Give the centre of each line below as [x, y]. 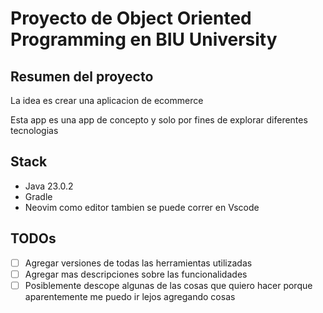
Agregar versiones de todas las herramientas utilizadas [138, 263]
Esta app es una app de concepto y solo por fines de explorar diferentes [159, 120]
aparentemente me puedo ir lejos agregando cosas [130, 296]
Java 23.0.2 [49, 186]
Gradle [38, 196]
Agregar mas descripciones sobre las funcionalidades [136, 274]
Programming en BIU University [144, 39]
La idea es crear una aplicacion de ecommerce [107, 100]
